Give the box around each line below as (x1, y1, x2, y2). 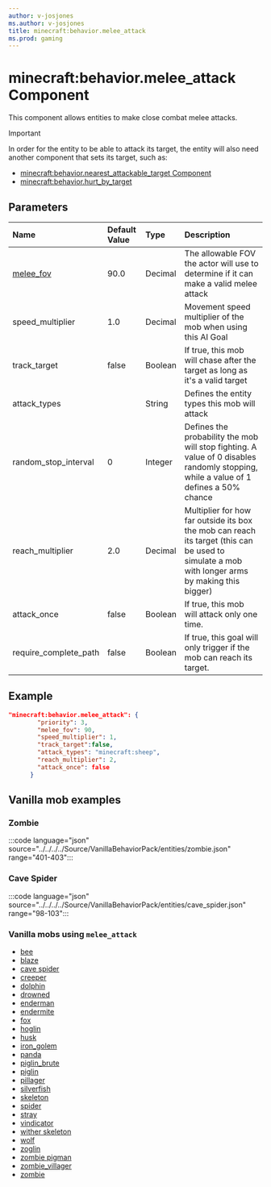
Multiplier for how (184, 505, 252, 516)
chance (184, 492, 213, 502)
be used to (184, 545, 225, 556)
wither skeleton (19, 1127, 72, 1136)
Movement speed (184, 302, 252, 312)
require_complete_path (12, 647, 100, 658)
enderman (19, 997, 55, 1008)
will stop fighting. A (184, 441, 257, 452)
